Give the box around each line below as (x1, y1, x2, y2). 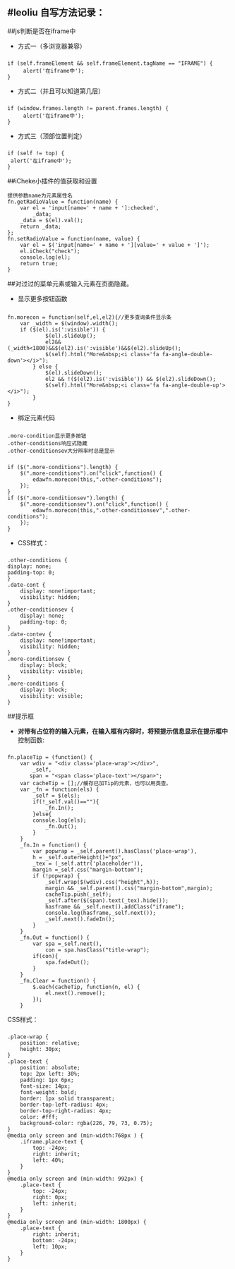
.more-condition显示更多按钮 (7, 432, 87, 439)
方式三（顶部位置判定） (17, 131, 86, 140)
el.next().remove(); (44, 990, 106, 997)
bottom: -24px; (32, 1237, 78, 1244)
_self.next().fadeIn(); (44, 916, 115, 923)
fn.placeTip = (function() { (7, 754, 93, 761)
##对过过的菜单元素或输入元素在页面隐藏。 (7, 279, 133, 288)
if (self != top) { (7, 150, 65, 157)
